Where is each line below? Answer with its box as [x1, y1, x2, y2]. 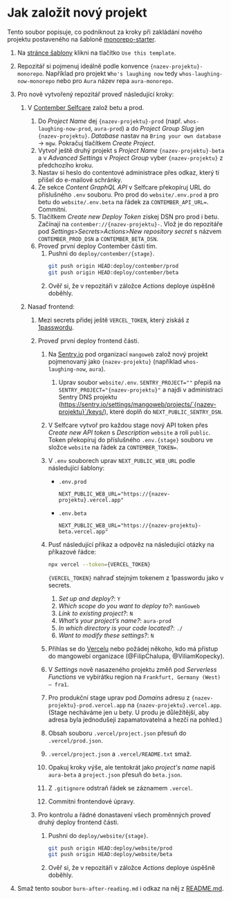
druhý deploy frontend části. [37, 818, 119, 826]
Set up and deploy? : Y [58, 594, 121, 603]
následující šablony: [48, 464, 105, 472]
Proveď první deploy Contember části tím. [37, 242, 158, 250]
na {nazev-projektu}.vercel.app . [127, 700, 222, 709]
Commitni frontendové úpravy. [48, 797, 135, 806]
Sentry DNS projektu [58, 392, 118, 401]
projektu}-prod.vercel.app [48, 702, 127, 709]
